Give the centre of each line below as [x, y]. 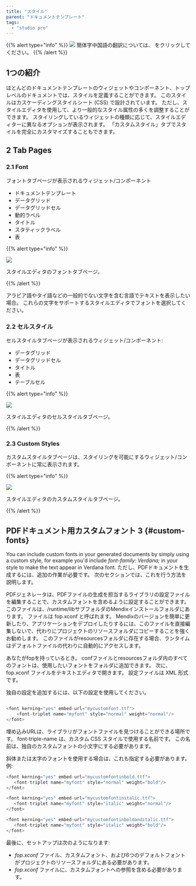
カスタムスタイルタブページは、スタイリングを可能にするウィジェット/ [92, 457]
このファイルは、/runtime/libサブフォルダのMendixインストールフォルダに [96, 609]
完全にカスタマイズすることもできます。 [70, 132]
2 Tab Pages [29, 151]
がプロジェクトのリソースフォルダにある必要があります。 [83, 862]
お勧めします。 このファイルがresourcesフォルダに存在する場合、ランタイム [98, 639]
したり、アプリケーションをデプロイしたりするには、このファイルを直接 [98, 624]
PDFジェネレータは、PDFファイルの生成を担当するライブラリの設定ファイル [98, 595]
